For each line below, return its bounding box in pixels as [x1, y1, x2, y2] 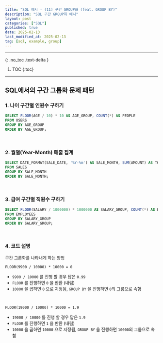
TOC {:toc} [12, 66, 34, 72]
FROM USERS [5, 118, 27, 123]
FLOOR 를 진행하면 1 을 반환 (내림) [12, 320, 75, 326]
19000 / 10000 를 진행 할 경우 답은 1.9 [12, 314, 86, 320]
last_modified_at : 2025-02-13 [5, 35, 66, 40]
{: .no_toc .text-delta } [5, 57, 49, 62]
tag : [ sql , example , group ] [5, 39, 62, 44]
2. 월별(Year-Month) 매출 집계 [5, 149, 74, 156]
